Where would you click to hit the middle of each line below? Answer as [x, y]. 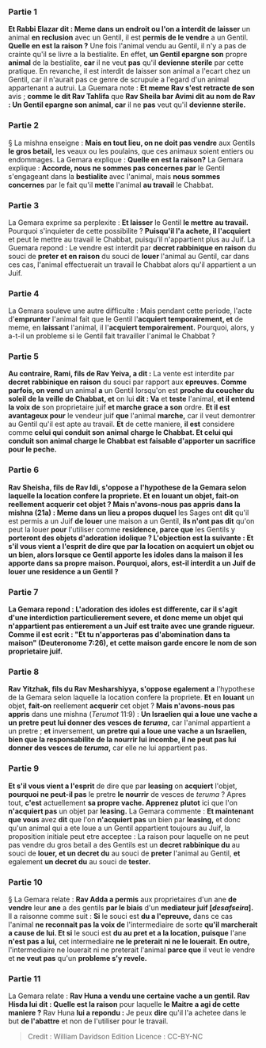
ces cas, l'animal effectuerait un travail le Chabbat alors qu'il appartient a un [132, 265]
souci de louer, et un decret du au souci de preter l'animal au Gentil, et [124, 853]
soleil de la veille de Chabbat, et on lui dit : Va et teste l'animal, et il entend [132, 399]
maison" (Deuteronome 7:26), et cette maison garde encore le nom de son [133, 643]
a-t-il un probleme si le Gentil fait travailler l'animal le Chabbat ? [112, 336]
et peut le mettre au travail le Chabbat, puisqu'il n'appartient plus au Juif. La [132, 239]
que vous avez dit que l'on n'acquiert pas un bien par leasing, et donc [125, 819]
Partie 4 [24, 293]
